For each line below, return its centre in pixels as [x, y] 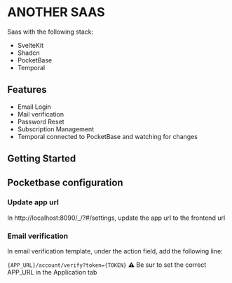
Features [27, 90]
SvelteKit [30, 45]
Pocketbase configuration [66, 182]
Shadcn [28, 53]
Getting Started [42, 159]
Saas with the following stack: [50, 32]
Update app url [33, 202]
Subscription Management [56, 129]
